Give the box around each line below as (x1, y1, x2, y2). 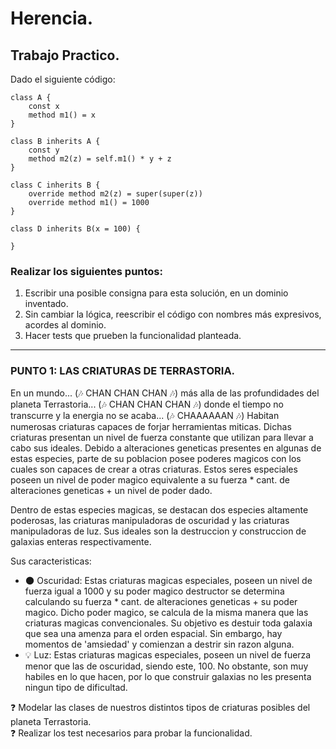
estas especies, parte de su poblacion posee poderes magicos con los (10, 452, 302, 464)
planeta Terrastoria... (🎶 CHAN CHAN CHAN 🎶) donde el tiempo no (10, 398, 284, 410)
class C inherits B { (10, 180, 101, 190)
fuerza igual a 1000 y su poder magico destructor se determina (24, 585, 285, 597)
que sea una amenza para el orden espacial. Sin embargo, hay (24, 627, 283, 639)
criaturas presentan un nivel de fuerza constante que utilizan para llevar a (10, 431, 314, 443)
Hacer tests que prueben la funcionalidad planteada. (24, 330, 242, 342)
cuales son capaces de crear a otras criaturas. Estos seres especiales (10, 463, 298, 475)
